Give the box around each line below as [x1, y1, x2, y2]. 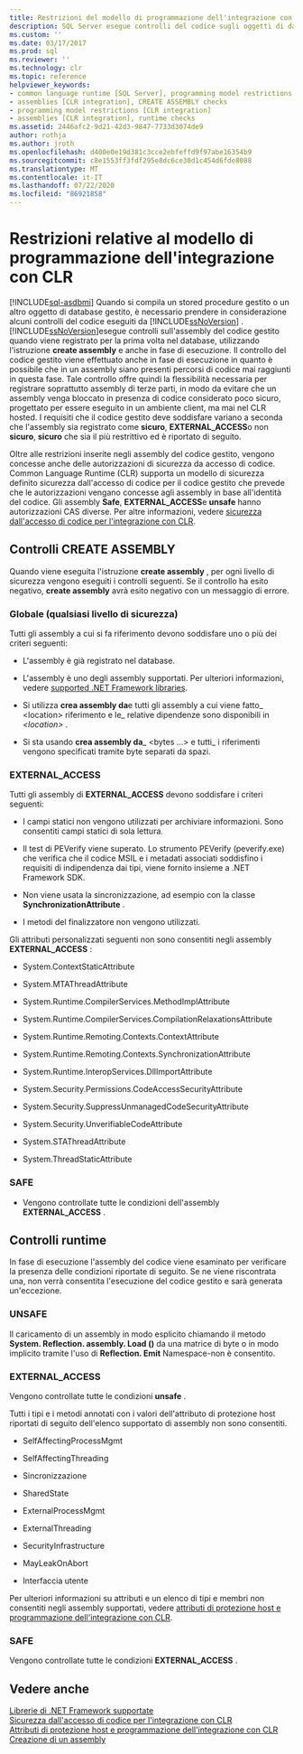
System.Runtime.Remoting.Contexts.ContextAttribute [22, 1031, 219, 1042]
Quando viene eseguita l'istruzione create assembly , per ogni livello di [9, 565, 275, 576]
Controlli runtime [9, 1233, 106, 1248]
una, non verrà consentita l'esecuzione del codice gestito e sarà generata [9, 1275, 283, 1287]
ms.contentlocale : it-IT [9, 173, 103, 182]
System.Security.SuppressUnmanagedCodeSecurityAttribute [22, 1101, 250, 1112]
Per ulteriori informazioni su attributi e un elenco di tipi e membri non [9, 1593, 265, 1604]
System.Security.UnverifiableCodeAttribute [22, 1119, 183, 1130]
